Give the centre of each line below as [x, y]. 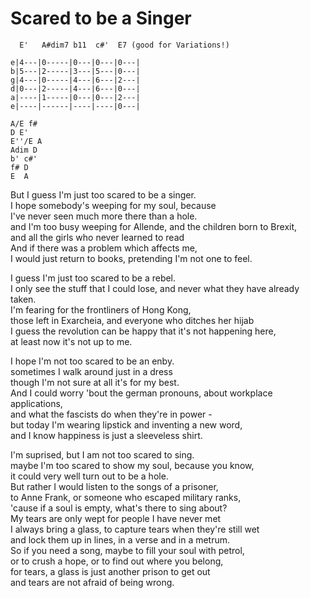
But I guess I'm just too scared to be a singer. [103, 194]
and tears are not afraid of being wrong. [92, 582]
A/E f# [24, 123]
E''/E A [26, 141]
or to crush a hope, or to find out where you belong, [117, 561]
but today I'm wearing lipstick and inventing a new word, [126, 424]
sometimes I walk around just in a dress [91, 371]
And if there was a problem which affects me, [104, 248]
